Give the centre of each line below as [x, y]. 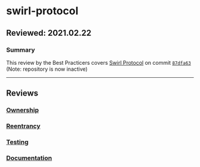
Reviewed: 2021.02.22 [49, 33]
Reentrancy [23, 126]
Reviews [22, 93]
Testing [17, 142]
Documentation [29, 157]
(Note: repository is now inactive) [47, 69]
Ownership [23, 110]
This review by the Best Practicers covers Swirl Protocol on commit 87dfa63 [99, 62]
